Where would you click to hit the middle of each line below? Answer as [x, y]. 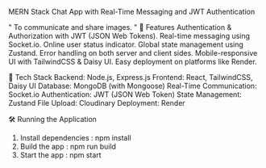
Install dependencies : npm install [75, 138]
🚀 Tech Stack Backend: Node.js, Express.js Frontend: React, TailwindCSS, [131, 77]
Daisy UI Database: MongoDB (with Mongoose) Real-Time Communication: [133, 86]
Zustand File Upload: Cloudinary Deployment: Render [97, 103]
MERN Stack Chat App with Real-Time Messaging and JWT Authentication [132, 12]
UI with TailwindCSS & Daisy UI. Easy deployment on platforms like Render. [133, 61]
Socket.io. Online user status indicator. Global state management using [126, 44]
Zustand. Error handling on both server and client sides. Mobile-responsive [133, 53]
